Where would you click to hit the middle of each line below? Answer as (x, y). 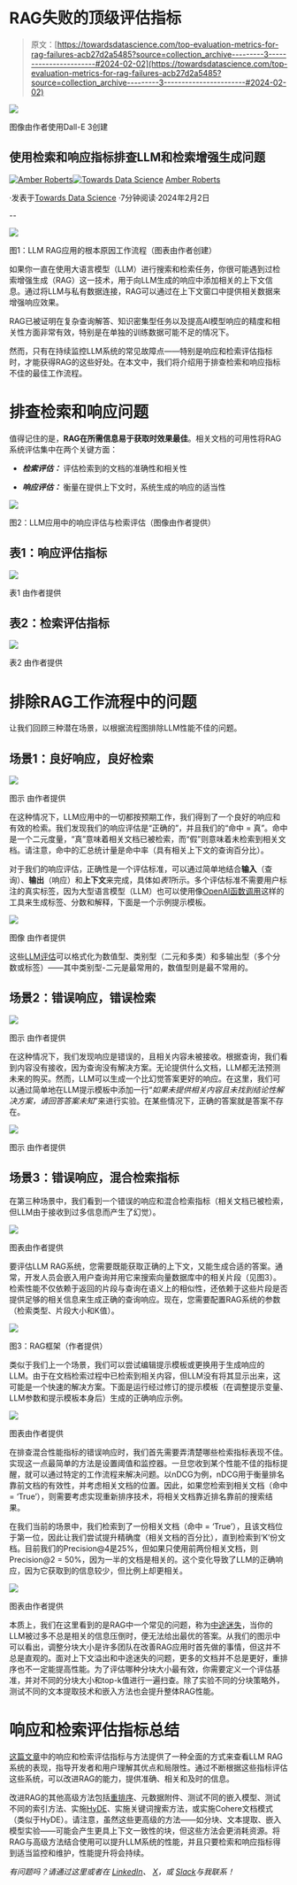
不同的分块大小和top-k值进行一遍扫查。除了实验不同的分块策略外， (162, 1680)
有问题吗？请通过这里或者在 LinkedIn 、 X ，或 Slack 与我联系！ (122, 1871)
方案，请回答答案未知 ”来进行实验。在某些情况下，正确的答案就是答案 (142, 1101)
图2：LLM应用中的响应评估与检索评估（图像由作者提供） (113, 522)
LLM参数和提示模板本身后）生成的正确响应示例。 (99, 1398)
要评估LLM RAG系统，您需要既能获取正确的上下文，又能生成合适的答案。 (142, 1266)
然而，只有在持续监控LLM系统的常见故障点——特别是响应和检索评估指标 (141, 351)
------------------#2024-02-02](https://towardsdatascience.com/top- (159, 64)
